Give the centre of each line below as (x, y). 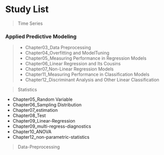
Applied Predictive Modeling (41, 36)
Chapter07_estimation (35, 110)
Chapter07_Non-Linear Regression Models (69, 69)
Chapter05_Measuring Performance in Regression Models (86, 58)
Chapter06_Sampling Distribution (47, 105)
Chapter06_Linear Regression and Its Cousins (73, 64)
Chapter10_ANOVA (32, 132)
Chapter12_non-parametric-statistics (51, 137)
